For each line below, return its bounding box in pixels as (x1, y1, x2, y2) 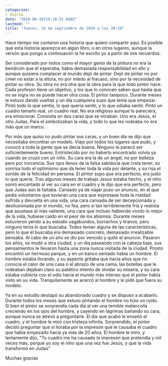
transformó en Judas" (5, 345, 51, 351)
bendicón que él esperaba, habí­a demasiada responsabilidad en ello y (5, 66, 150, 72)
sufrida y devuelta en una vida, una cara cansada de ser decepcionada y (5, 197, 156, 203)
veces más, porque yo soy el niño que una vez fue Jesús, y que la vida (5, 340, 151, 346)
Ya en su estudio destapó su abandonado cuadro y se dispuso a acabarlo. (5, 292, 158, 298)
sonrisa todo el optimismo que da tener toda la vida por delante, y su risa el (5, 166, 161, 172)
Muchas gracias (5, 355, 39, 361)
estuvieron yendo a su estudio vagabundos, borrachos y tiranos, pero (5, 219, 149, 225)
